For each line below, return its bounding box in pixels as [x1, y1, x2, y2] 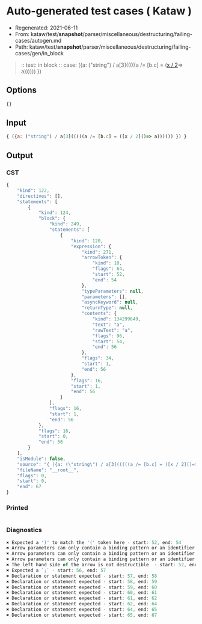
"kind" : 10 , [92, 260, 122, 266]
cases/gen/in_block [14, 49, 64, 57]
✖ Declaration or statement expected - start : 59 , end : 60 [6, 584, 158, 590]
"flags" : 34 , [81, 355, 114, 361]
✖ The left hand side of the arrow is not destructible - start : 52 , [6, 562, 187, 568]
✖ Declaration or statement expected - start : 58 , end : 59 [6, 578, 158, 584]
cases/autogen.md [14, 37, 62, 44]
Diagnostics [6, 526, 42, 534]
